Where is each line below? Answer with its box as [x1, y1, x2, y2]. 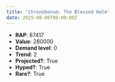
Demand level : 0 [15, 44, 57, 52]
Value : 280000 [15, 38, 54, 45]
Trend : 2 [15, 50, 38, 58]
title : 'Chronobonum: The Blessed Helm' [6, 9, 111, 15]
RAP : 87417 [15, 31, 44, 38]
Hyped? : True [15, 63, 51, 70]
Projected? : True [15, 57, 58, 64]
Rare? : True [15, 70, 45, 77]
